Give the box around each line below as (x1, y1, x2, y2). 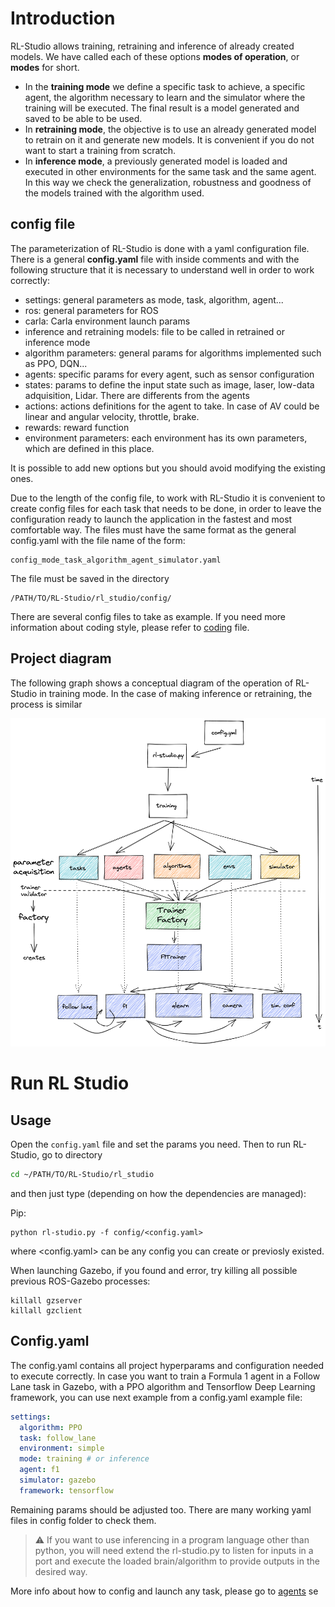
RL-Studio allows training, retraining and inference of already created (10, 40, 295, 52)
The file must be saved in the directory (10, 572, 170, 584)
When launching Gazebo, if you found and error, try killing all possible (10, 1264, 298, 1276)
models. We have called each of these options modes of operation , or (10, 50, 300, 62)
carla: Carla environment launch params (24, 315, 191, 327)
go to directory (41, 1149, 103, 1161)
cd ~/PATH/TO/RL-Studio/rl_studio (10, 1170, 155, 1180)
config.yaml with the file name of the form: (10, 534, 186, 546)
